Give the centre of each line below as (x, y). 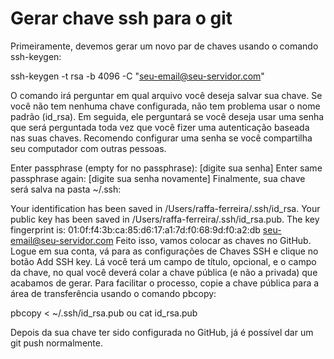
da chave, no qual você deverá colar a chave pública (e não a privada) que (164, 272)
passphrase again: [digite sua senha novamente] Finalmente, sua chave (158, 178)
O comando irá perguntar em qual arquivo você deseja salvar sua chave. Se (166, 95)
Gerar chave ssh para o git (121, 18)
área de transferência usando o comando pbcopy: (113, 293)
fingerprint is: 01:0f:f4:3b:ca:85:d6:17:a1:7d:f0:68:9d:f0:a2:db (135, 229)
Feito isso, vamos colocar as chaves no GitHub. (213, 240)
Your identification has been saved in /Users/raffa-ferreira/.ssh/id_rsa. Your (165, 208)
